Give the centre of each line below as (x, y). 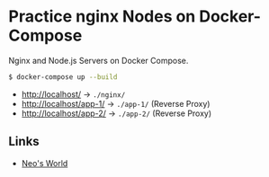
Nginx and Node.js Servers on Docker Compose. (99, 60)
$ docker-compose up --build (63, 77)
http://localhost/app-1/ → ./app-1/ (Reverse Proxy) (116, 103)
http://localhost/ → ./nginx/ (73, 94)
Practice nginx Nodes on (102, 17)
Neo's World (45, 163)
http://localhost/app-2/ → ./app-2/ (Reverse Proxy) (117, 113)
